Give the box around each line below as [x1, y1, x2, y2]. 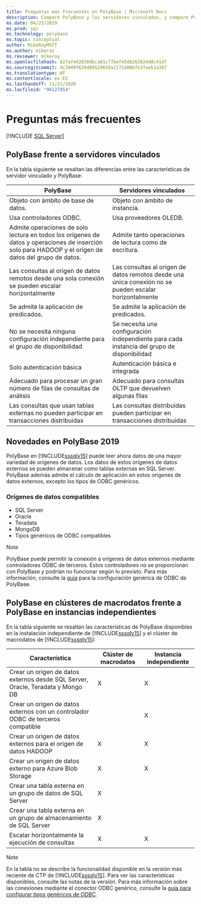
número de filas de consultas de [9, 384, 100, 392]
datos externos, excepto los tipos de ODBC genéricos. [6, 478, 141, 485]
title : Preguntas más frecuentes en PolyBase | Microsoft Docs [6, 8, 167, 15]
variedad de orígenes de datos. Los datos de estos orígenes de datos [6, 459, 178, 466]
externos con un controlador [9, 707, 90, 715]
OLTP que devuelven [112, 384, 171, 392]
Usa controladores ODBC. [9, 213, 82, 222]
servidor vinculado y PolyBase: [6, 172, 83, 179]
